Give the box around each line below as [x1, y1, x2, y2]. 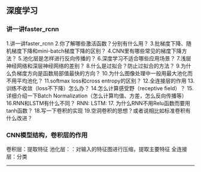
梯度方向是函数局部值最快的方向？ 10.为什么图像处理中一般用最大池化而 [16, 69, 193, 76]
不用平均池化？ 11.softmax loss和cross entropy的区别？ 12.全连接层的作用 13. [6, 77, 195, 84]
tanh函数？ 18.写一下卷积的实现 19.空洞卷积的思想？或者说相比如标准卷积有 [6, 107, 191, 114]
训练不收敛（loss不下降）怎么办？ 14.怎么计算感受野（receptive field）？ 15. [6, 84, 194, 91]
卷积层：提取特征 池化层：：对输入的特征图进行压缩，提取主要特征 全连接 [6, 145, 187, 152]
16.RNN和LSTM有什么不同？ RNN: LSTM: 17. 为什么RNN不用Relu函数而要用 [6, 99, 190, 106]
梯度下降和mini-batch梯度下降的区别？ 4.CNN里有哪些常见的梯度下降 [11, 47, 182, 54]
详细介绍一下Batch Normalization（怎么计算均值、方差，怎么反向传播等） [6, 92, 187, 99]
